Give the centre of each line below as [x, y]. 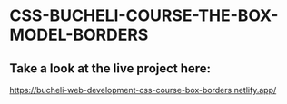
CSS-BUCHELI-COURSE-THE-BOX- [144, 16]
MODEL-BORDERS [79, 35]
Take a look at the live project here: [110, 68]
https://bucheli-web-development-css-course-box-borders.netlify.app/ [143, 90]
